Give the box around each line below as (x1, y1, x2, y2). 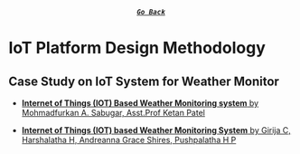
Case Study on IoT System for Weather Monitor (8, 73, 279, 89)
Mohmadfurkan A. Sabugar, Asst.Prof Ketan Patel (21, 108, 205, 118)
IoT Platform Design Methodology (8, 38, 266, 58)
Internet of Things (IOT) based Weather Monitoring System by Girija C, (21, 125, 291, 135)
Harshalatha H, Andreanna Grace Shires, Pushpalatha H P (21, 135, 237, 145)
